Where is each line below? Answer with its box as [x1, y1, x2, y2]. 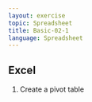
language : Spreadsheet [8, 33, 83, 42]
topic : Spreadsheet [8, 19, 73, 27]
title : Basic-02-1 [8, 26, 69, 34]
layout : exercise [8, 11, 66, 20]
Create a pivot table [19, 84, 85, 94]
